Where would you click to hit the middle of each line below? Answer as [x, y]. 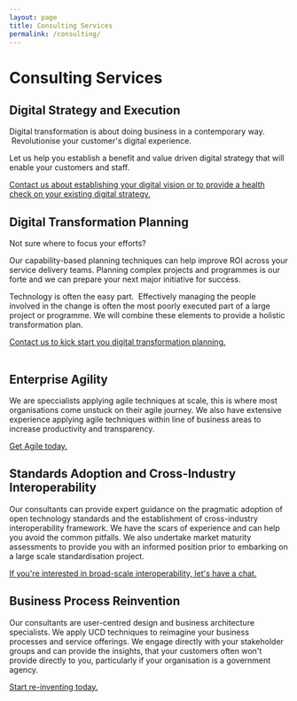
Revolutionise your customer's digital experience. [102, 141]
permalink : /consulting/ [55, 34]
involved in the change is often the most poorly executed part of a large [140, 306]
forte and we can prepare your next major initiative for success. [125, 279]
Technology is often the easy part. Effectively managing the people [133, 297]
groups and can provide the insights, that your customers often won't [136, 650]
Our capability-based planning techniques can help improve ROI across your [148, 261]
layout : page [33, 17]
